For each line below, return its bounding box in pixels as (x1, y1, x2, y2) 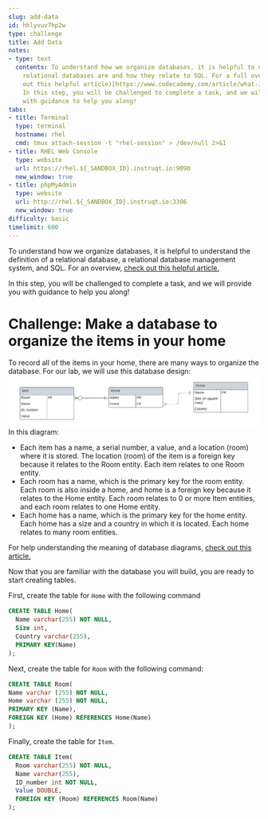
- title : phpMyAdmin (8, 181, 77, 189)
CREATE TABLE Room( (8, 680, 73, 688)
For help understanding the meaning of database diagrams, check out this (8, 543, 252, 553)
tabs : (8, 105, 26, 113)
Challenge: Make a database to (8, 315, 218, 333)
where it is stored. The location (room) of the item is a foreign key (19, 451, 235, 461)
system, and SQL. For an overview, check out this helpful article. (8, 263, 219, 273)
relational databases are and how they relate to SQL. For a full (22, 72, 248, 80)
